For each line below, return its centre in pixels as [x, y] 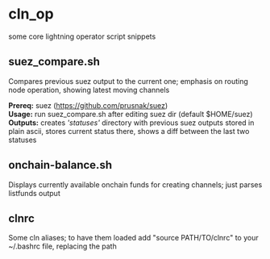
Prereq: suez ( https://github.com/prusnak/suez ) [88, 105]
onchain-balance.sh [60, 165]
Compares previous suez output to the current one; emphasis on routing [128, 81]
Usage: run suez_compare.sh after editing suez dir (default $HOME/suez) [131, 114]
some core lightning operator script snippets [82, 36]
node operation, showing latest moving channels [89, 90]
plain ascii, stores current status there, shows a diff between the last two [129, 131]
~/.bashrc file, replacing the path [62, 246]
